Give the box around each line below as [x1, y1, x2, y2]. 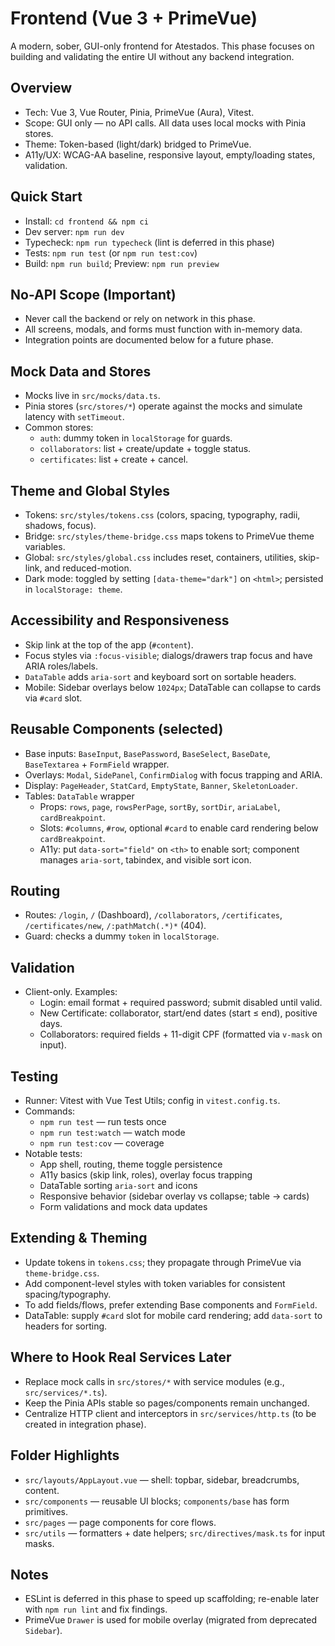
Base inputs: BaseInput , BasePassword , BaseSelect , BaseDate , [24, 747, 271, 759]
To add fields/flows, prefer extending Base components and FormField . [24, 1298, 318, 1311]
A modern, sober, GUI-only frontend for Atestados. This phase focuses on [10, 40, 315, 52]
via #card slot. [24, 692, 83, 704]
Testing [10, 1068, 59, 1085]
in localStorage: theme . [24, 583, 123, 595]
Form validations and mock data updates [39, 1201, 208, 1213]
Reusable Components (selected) [10, 721, 224, 738]
